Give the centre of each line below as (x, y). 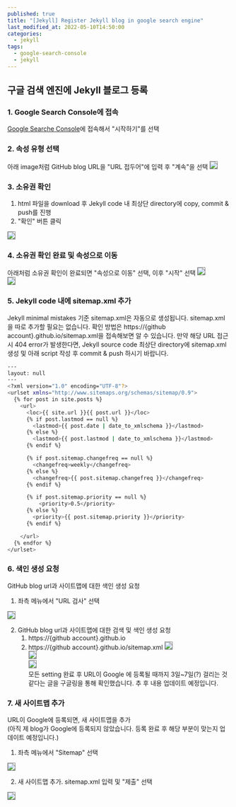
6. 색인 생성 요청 (34, 569)
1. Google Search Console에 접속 (63, 112)
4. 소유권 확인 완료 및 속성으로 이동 (63, 255)
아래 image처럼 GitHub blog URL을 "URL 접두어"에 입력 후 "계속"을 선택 (108, 166)
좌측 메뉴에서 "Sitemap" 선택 (58, 752)
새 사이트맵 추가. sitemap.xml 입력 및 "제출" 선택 (85, 782)
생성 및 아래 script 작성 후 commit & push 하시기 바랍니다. (88, 353)
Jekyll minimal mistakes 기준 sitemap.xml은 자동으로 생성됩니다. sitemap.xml (116, 318)
